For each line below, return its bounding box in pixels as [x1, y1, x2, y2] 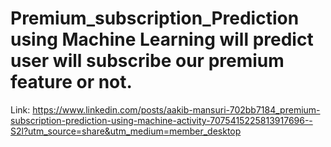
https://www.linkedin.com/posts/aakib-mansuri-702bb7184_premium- [32, 103, 321, 116]
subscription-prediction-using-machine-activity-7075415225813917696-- [10, 114, 313, 126]
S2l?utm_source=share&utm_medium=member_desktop [10, 125, 242, 137]
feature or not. [10, 71, 133, 94]
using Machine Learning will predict [10, 28, 314, 51]
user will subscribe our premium [10, 50, 285, 72]
